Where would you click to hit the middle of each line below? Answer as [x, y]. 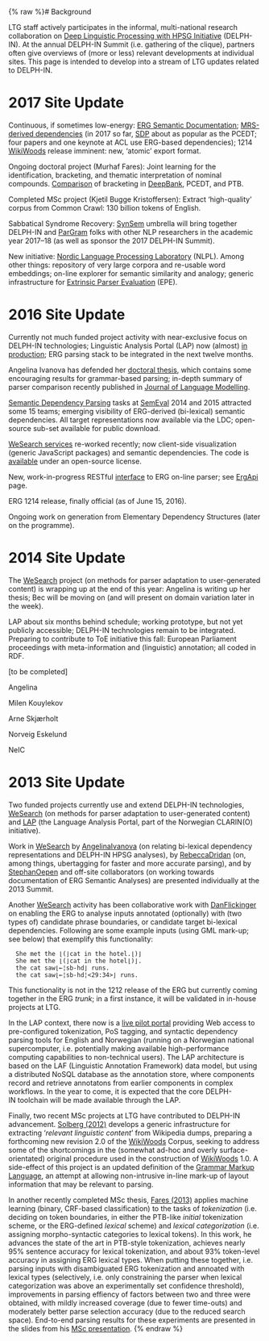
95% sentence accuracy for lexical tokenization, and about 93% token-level [134, 1251]
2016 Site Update [67, 315]
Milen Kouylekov [36, 702]
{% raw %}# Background [50, 12]
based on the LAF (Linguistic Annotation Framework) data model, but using [133, 1066]
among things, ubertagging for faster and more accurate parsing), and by [130, 863]
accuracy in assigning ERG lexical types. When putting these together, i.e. [131, 1259]
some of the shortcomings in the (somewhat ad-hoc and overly [113, 1150]
